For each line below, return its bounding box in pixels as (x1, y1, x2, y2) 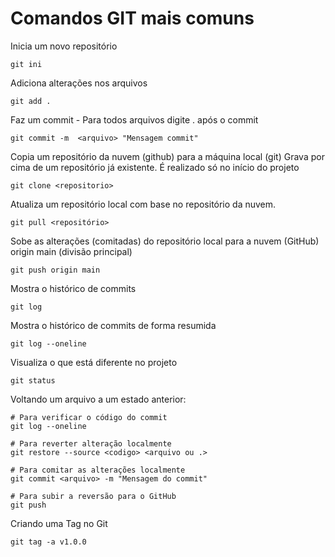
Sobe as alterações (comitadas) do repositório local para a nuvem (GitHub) (10, 235, 320, 247)
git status (10, 375, 56, 386)
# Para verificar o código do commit (10, 412, 168, 422)
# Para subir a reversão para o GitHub (10, 491, 177, 501)
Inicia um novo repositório (10, 40, 118, 52)
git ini (10, 59, 43, 69)
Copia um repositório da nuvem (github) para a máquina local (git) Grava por (10, 150, 325, 162)
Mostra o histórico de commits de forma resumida (10, 319, 217, 331)
